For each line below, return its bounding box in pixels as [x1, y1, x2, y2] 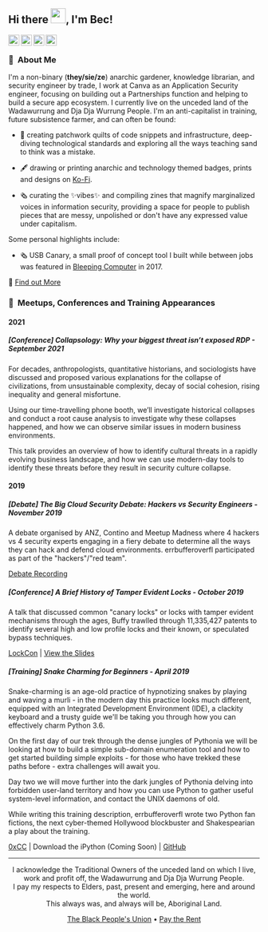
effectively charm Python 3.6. [8, 720, 105, 731]
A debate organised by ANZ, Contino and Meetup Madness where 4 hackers [8, 528, 260, 537]
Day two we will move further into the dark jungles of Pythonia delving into [8, 777, 254, 787]
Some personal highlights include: [8, 235, 120, 244]
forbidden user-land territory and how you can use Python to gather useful [8, 786, 254, 795]
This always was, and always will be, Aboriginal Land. [45, 899, 223, 909]
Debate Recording [8, 569, 68, 579]
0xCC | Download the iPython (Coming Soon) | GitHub [8, 842, 187, 851]
